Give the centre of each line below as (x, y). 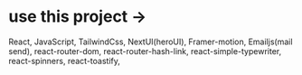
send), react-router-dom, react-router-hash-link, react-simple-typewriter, (145, 51)
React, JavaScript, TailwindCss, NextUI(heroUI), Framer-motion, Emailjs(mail (151, 42)
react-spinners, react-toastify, (65, 61)
